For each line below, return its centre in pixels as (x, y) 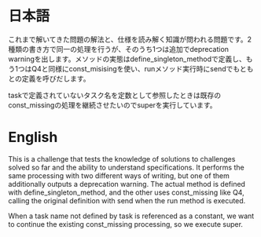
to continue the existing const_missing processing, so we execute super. (126, 224)
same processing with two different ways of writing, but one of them (119, 175)
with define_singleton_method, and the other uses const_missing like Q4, (127, 192)
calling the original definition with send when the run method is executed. (127, 200)
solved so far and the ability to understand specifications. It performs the (127, 167)
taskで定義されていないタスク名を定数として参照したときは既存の (115, 95)
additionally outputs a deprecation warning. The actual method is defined (127, 184)
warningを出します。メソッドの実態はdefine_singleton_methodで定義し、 (127, 59)
